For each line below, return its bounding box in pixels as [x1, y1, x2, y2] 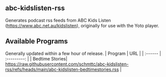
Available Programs [5, 37, 68, 45]
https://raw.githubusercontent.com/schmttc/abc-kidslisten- [5, 61, 129, 67]
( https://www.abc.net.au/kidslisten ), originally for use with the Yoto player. [5, 22, 159, 28]
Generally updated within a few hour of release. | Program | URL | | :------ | [5, 50, 161, 56]
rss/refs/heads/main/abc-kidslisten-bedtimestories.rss [5, 66, 119, 72]
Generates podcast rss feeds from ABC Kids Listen [5, 17, 111, 23]
